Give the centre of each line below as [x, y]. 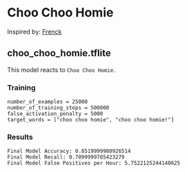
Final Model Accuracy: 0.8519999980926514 [69, 151]
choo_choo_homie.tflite [59, 53]
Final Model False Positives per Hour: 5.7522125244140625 [94, 163]
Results [20, 137]
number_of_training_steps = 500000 [58, 108]
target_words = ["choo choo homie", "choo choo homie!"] [91, 120]
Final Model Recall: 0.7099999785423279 [66, 157]
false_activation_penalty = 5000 [55, 114]
